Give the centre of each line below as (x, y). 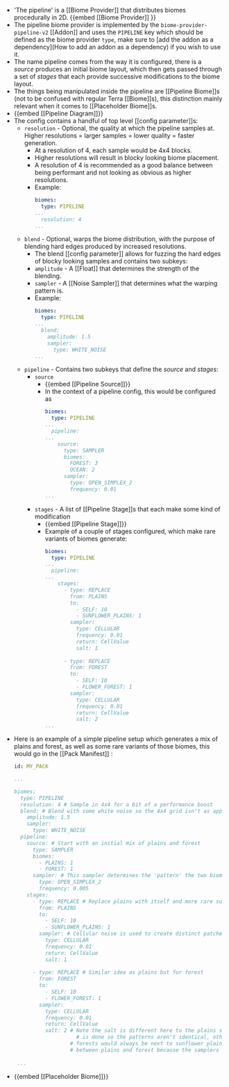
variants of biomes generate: (86, 539)
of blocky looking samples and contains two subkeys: (111, 261)
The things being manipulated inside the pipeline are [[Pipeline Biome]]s (117, 91)
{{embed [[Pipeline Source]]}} (87, 384)
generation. (41, 143)
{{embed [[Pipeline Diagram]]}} (59, 113)
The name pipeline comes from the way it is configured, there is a (108, 62)
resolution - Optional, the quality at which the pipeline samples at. (119, 128)
